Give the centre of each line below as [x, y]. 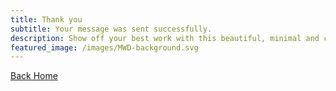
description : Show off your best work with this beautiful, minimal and [165, 38]
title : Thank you [46, 19]
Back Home [34, 76]
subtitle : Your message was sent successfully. [111, 29]
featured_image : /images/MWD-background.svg [104, 47]
